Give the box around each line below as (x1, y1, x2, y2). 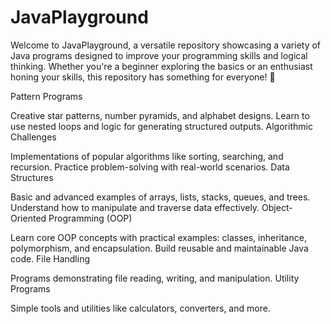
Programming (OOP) (48, 212, 133, 224)
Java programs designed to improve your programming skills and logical (10, 49, 308, 61)
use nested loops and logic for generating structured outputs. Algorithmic (10, 120, 313, 132)
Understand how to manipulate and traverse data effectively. (10, 201, 260, 213)
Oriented (10, 212, 47, 224)
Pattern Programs (10, 90, 83, 102)
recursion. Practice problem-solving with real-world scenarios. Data (10, 161, 290, 173)
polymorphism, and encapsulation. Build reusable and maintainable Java (10, 242, 309, 254)
